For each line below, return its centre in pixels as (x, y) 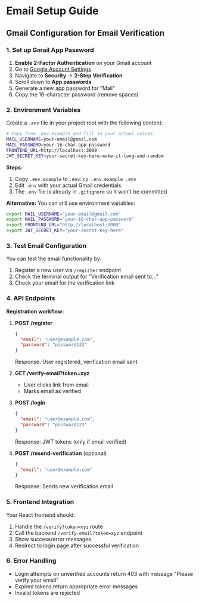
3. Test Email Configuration (46, 245)
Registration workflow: (35, 311)
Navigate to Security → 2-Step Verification (69, 75)
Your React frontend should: (41, 515)
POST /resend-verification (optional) (61, 453)
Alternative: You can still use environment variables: (71, 203)
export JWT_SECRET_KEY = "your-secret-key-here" (65, 230)
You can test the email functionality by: (54, 259)
